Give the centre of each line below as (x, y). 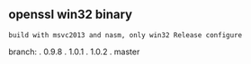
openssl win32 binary (70, 15)
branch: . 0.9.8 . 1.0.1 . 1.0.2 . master (74, 52)
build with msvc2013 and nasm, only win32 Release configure (126, 35)
